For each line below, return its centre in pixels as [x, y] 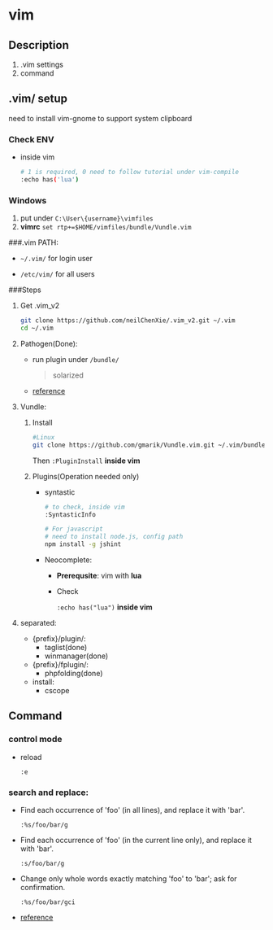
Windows [28, 200]
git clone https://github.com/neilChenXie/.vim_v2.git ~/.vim [128, 321]
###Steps [25, 290]
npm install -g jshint [83, 544]
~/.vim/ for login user [56, 259]
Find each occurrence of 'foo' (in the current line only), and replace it [136, 840]
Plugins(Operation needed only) [86, 476]
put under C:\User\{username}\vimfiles [87, 218]
